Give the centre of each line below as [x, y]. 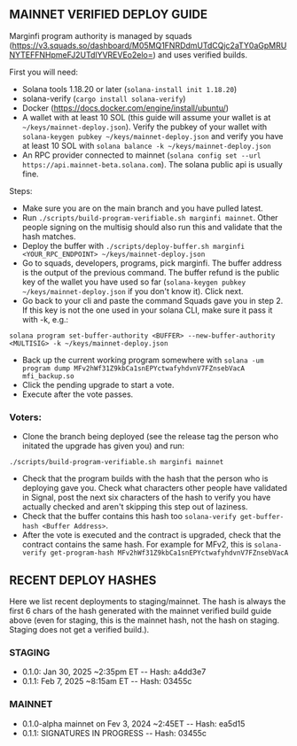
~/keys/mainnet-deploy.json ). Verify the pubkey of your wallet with [145, 127]
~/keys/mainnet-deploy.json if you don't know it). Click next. [133, 291]
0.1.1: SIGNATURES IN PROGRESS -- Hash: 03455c [114, 733]
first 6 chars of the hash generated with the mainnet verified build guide [141, 610]
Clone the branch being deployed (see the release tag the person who [150, 437]
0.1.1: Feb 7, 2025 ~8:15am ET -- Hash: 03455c [107, 681]
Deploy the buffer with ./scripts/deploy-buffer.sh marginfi [133, 245]
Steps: [21, 190]
